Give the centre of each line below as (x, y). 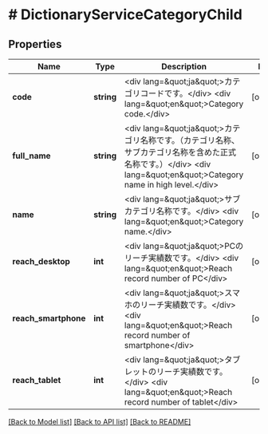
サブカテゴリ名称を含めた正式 (180, 152)
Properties (35, 44)
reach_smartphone (49, 318)
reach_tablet (37, 380)
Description (184, 67)
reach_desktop (41, 261)
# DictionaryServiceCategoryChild (126, 15)
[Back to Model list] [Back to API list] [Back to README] (100, 422)
